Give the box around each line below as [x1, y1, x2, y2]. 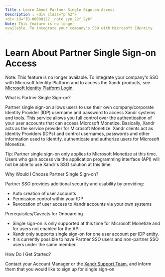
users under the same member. [12, 242, 77, 248]
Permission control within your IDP [12, 196, 84, 202]
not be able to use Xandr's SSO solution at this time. [5, 161, 112, 167]
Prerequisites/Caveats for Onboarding [5, 211, 83, 217]
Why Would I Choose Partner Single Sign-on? [5, 171, 99, 177]
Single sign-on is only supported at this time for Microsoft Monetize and [12, 220, 161, 227]
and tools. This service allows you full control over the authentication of [5, 115, 152, 121]
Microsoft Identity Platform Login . [5, 85, 74, 91]
